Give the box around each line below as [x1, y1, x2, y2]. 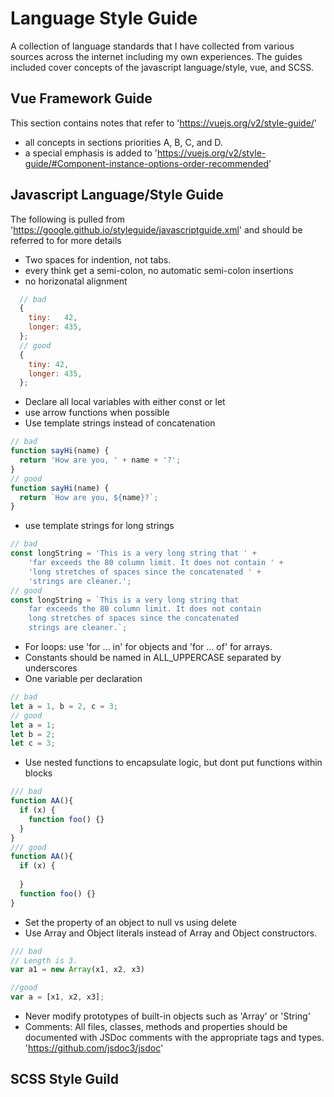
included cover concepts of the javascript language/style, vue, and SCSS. [10, 61, 315, 73]
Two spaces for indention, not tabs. [24, 253, 172, 266]
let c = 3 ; [10, 738, 56, 749]
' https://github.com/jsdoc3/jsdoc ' [24, 1042, 164, 1054]
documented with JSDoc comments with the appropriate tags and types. [24, 1032, 325, 1044]
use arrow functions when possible [24, 407, 170, 419]
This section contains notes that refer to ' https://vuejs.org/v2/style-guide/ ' [10, 117, 318, 129]
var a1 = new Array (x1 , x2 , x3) [10, 965, 145, 975]
